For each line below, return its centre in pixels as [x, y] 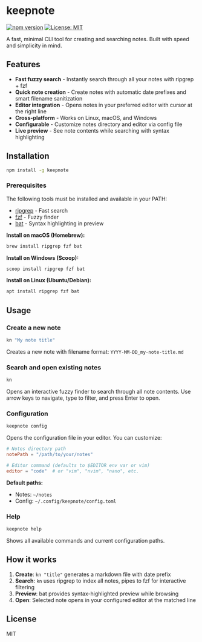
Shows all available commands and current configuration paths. [86, 540]
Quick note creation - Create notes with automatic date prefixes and [100, 92]
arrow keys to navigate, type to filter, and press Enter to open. [83, 398]
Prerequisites [26, 185]
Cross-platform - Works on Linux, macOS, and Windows [86, 117]
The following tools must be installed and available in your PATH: [87, 199]
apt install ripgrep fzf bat [43, 291]
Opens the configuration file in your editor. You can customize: [84, 438]
